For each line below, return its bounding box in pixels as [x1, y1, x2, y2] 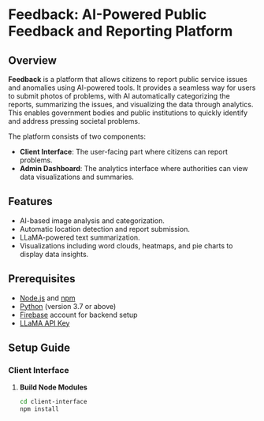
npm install [19, 405, 59, 413]
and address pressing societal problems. [8, 117, 140, 125]
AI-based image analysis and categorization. [19, 215, 165, 225]
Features [8, 195, 53, 208]
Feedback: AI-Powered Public [8, 6, 207, 24]
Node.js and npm [19, 293, 76, 303]
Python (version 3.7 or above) [19, 301, 117, 311]
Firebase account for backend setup [19, 310, 138, 319]
